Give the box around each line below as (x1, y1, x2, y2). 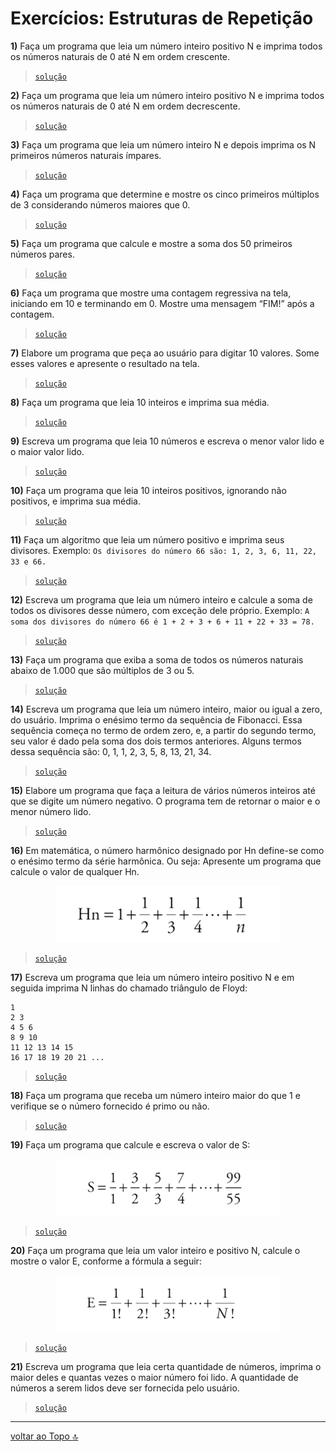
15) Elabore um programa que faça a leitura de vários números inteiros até (10, 784, 316, 796)
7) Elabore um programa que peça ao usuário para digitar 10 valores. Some (10, 347, 320, 359)
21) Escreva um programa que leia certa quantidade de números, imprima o (10, 1360, 322, 1372)
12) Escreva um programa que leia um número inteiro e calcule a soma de (10, 593, 313, 606)
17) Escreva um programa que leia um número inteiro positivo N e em (10, 971, 295, 983)
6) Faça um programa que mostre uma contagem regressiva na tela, (10, 287, 292, 299)
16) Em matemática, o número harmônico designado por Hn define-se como (10, 844, 325, 856)
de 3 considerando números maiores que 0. (10, 198, 191, 211)
